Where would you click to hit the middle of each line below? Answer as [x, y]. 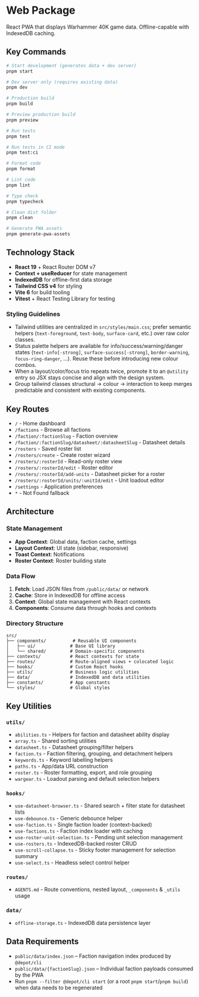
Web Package [41, 10]
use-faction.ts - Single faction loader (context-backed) [83, 825]
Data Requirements [42, 942]
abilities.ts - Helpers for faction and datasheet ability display [92, 734]
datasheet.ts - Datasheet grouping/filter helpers [74, 747]
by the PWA [29, 975]
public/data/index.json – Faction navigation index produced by [93, 956]
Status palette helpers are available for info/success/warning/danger [99, 346]
